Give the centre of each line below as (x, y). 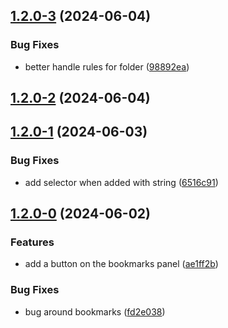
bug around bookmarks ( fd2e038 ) (95, 311)
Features (32, 242)
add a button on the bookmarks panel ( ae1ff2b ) (121, 264)
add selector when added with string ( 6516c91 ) (121, 182)
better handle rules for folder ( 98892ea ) (107, 66)
